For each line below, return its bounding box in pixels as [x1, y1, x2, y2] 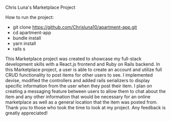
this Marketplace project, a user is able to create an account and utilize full [5, 66, 162, 72]
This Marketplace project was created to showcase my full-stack [5, 56, 142, 62]
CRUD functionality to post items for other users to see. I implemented [5, 72, 153, 78]
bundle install [12, 35, 41, 41]
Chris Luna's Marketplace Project [5, 5, 76, 10]
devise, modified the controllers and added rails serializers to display [5, 78, 150, 83]
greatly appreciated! [5, 110, 48, 116]
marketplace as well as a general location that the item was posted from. [5, 99, 158, 105]
